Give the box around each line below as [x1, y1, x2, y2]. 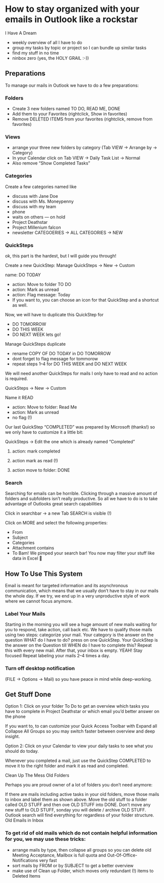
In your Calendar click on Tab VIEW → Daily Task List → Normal [12, 155, 141, 161]
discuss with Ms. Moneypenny [12, 198, 74, 204]
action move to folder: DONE [12, 467, 70, 473]
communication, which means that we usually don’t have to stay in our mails [5, 588, 159, 594]
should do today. [5, 748, 39, 754]
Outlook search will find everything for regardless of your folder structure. [5, 812, 154, 818]
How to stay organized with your [5, 3, 140, 15]
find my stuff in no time [12, 50, 59, 56]
